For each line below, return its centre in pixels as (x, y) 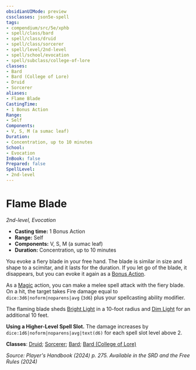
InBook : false (23, 159)
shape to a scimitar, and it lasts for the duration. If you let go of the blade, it (97, 268)
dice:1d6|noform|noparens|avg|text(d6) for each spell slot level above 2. (94, 333)
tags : (13, 22)
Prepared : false (26, 164)
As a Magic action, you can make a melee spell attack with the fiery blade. (96, 285)
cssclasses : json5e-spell (37, 17)
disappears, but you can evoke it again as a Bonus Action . (76, 273)
